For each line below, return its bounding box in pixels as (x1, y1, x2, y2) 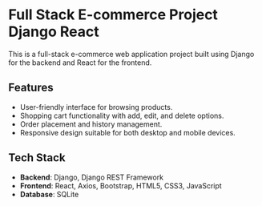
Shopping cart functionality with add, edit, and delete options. (19, 111, 224, 120)
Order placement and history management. (19, 119, 163, 129)
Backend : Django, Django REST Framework (19, 172, 164, 182)
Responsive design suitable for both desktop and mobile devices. (19, 127, 236, 137)
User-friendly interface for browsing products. (19, 102, 173, 111)
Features (8, 81, 54, 95)
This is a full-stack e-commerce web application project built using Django (8, 49, 255, 59)
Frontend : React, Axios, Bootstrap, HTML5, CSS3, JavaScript (19, 180, 222, 190)
